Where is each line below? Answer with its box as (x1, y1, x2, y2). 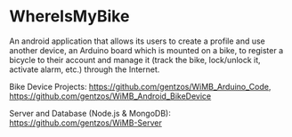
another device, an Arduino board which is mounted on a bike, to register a (9, 44, 283, 55)
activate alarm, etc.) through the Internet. (9, 64, 160, 75)
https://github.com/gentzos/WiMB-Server (9, 117, 162, 128)
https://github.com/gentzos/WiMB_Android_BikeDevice (9, 91, 212, 101)
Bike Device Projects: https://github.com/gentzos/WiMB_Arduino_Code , (9, 81, 272, 92)
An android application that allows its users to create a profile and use (9, 36, 265, 46)
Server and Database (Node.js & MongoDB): (9, 108, 171, 118)
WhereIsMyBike (9, 6, 130, 27)
